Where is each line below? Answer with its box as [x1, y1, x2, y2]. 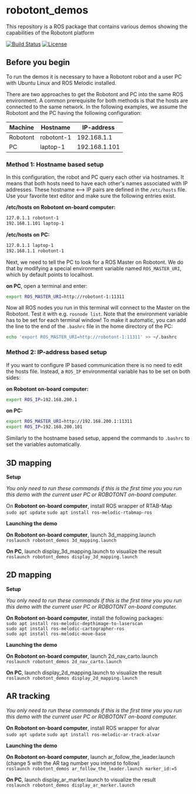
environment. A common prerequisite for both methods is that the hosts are [6, 97, 188, 104]
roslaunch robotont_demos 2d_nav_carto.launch [6, 659, 122, 664]
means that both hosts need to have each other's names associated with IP [6, 180, 188, 187]
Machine [9, 123, 34, 131]
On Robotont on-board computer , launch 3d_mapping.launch [6, 531, 156, 538]
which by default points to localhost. [6, 271, 94, 278]
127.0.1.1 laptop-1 [6, 242, 54, 248]
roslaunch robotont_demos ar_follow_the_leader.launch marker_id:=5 [6, 766, 177, 772]
